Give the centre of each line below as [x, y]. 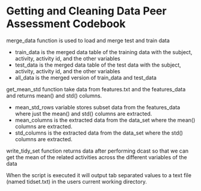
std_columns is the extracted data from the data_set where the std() [99, 133]
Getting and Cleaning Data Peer [86, 11]
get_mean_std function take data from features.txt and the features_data [96, 89]
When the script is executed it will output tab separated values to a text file [99, 175]
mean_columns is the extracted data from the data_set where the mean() [105, 120]
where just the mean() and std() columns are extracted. [83, 114]
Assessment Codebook [66, 24]
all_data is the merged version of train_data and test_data [86, 77]
